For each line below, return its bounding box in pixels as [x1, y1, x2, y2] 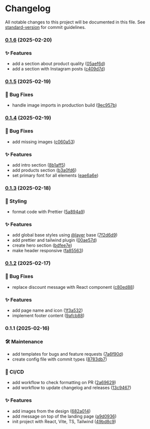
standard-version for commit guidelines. [5, 24, 86, 30]
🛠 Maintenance [5, 338, 43, 345]
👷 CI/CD [5, 368, 24, 375]
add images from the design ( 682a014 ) [12, 408, 91, 414]
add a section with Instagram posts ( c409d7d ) [12, 66, 106, 72]
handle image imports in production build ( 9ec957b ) [12, 102, 117, 108]
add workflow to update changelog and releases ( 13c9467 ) [12, 385, 131, 391]
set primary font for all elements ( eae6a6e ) [12, 172, 99, 178]
